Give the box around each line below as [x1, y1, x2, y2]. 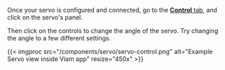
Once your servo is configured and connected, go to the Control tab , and [7, 6, 217, 14]
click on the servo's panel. [7, 13, 83, 21]
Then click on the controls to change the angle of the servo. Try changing [7, 27, 219, 35]
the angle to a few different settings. [7, 34, 111, 42]
